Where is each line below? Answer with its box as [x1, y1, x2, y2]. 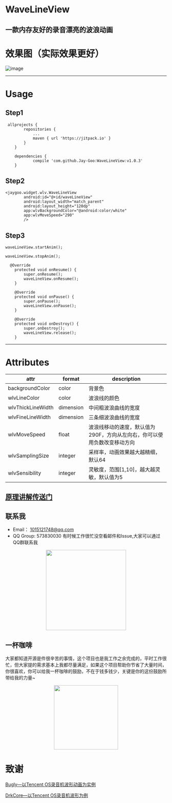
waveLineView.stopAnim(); [5, 254, 60, 259]
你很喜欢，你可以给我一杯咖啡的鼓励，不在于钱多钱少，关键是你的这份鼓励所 [5, 668, 167, 674]
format [62, 376, 80, 383]
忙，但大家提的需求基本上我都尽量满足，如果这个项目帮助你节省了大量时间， [5, 662, 167, 668]
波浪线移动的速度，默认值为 [89, 423, 156, 431]
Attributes [5, 356, 50, 368]
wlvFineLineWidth [8, 414, 51, 421]
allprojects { [7, 122, 38, 127]
